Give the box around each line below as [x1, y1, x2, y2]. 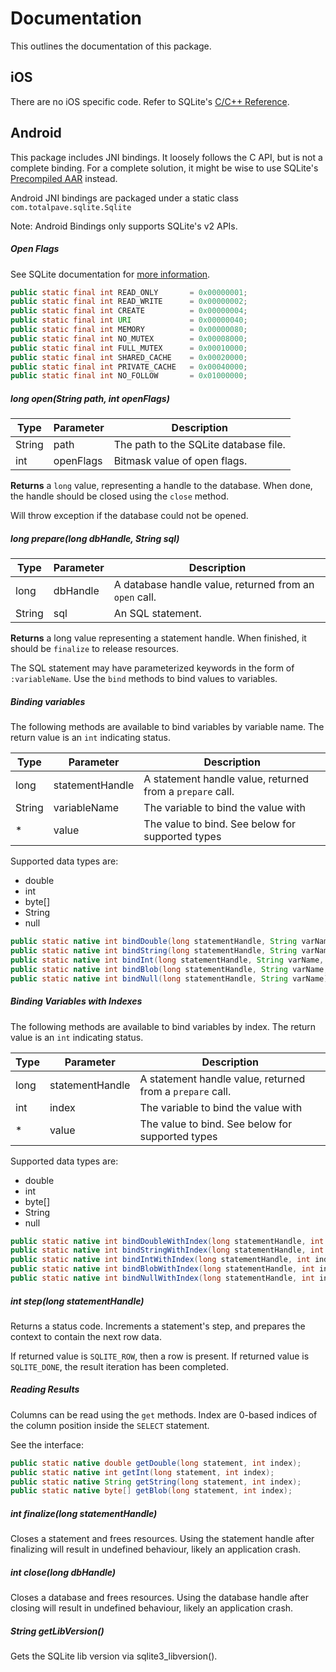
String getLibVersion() [10, 1625, 105, 1637]
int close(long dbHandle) [10, 1566, 117, 1578]
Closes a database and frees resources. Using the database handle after [10, 1592, 309, 1604]
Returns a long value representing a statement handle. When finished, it [10, 632, 307, 644]
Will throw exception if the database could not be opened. [10, 510, 249, 522]
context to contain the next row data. [10, 1330, 162, 1342]
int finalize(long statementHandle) [10, 1507, 158, 1519]
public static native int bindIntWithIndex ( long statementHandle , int [10, 1255, 311, 1265]
